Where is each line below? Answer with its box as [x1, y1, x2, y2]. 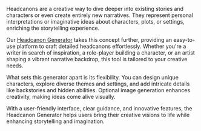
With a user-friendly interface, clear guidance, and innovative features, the [6, 105, 193, 112]
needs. [6, 62, 24, 69]
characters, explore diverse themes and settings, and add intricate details [6, 80, 190, 87]
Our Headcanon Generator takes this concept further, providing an [6, 36, 173, 43]
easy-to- [173, 36, 196, 43]
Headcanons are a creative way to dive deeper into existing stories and [6, 5, 183, 12]
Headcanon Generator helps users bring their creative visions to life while [6, 112, 190, 118]
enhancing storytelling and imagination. [6, 118, 105, 125]
